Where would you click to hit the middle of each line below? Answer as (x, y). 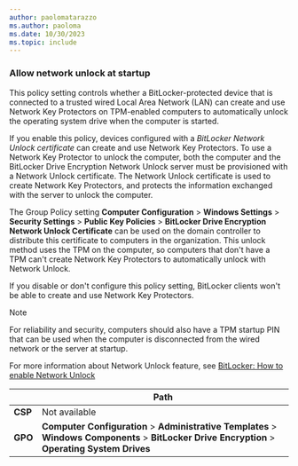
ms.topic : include (43, 42)
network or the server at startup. (69, 348)
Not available (69, 412)
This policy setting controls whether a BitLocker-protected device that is (141, 92)
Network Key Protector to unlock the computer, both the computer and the (145, 157)
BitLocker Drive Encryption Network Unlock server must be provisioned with (149, 166)
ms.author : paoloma (45, 26)
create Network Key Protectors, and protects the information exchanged (141, 185)
